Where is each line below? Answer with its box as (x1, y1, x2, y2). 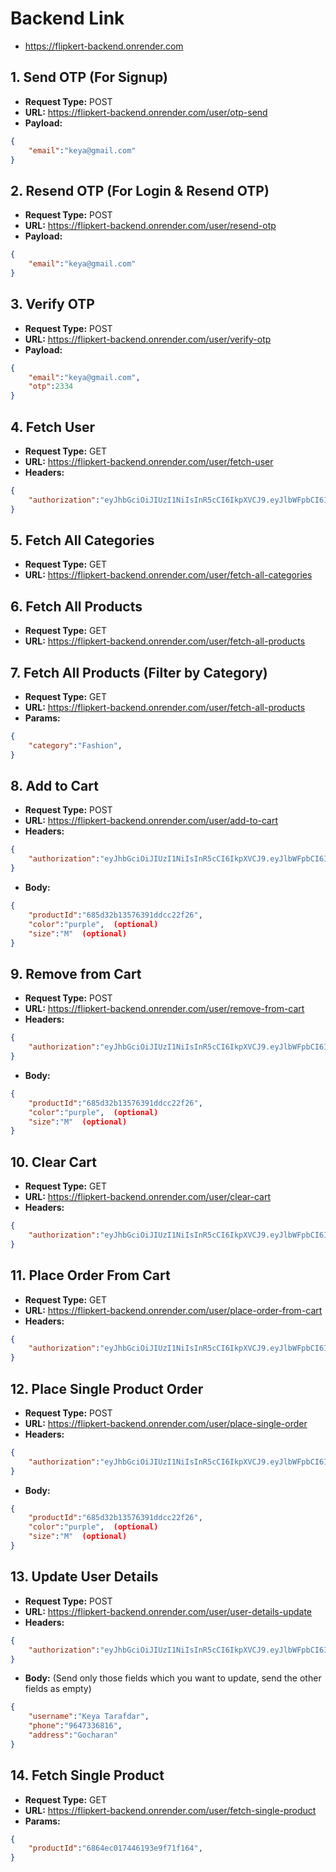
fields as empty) (24, 1683, 92, 1695)
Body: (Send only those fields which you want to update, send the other (24, 1672, 322, 1684)
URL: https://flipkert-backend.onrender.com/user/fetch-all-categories (24, 569, 313, 581)
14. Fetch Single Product (10, 1767, 165, 1784)
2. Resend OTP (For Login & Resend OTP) (10, 182, 270, 199)
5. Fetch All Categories (10, 532, 155, 549)
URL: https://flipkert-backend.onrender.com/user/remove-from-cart (24, 1003, 305, 1015)
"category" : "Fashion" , (28, 740, 123, 751)
